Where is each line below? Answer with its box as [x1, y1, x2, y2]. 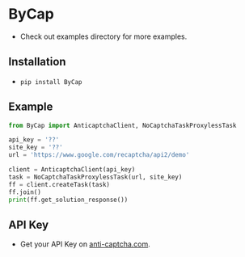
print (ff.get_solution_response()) [8, 196, 129, 204]
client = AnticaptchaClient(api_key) [8, 166, 136, 174]
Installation [8, 55, 66, 69]
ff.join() [8, 187, 42, 196]
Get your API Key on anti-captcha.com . [19, 239, 151, 249]
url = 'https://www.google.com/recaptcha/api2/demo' [8, 151, 190, 159]
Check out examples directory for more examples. [19, 32, 188, 41]
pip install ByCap [19, 78, 82, 86]
